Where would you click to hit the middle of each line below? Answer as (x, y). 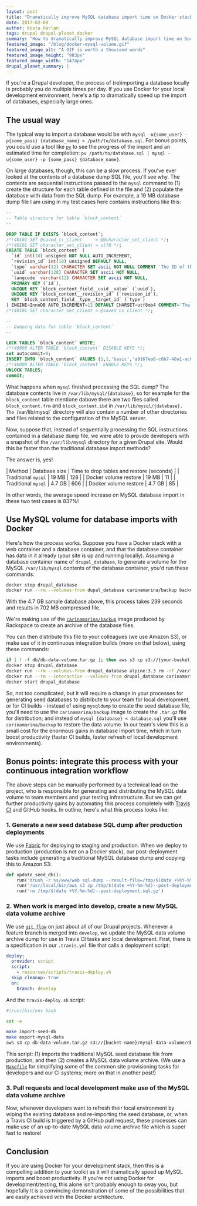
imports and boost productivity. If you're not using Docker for (80, 1178)
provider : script (33, 962)
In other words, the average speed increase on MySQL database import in (95, 495)
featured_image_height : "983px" (45, 55)
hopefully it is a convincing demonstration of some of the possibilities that (95, 1191)
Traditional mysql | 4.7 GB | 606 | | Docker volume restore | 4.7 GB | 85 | (92, 483)
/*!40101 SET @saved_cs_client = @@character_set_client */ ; (87, 239)
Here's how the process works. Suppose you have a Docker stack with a (94, 543)
